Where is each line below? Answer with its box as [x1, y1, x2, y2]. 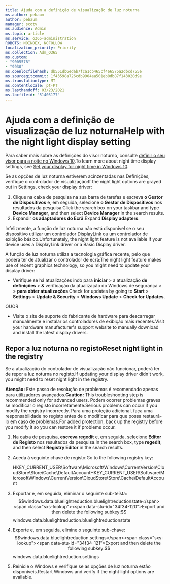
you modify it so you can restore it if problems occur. [5, 424, 116, 430]
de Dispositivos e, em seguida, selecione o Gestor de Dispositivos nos [12, 199, 162, 206]
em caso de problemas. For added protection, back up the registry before [10, 418, 163, 425]
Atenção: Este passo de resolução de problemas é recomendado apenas [5, 386, 158, 393]
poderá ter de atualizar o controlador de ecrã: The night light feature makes [5, 257, 161, 263]
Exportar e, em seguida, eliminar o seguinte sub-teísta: [12, 491, 128, 497]
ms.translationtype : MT [5, 78, 56, 83]
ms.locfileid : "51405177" [5, 92, 60, 98]
